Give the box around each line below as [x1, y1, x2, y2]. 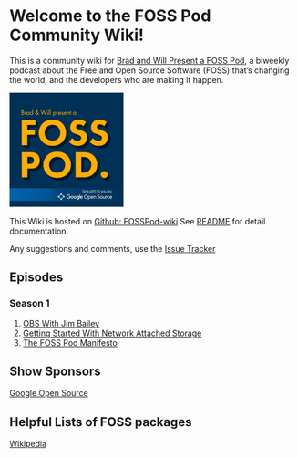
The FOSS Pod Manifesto [22, 337, 118, 348]
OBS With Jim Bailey [22, 317, 100, 328]
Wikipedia [9, 439, 47, 450]
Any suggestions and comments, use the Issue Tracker [9, 243, 216, 254]
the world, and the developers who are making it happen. [9, 74, 224, 85]
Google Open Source [9, 388, 88, 399]
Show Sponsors [9, 364, 102, 380]
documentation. [9, 225, 69, 236]
